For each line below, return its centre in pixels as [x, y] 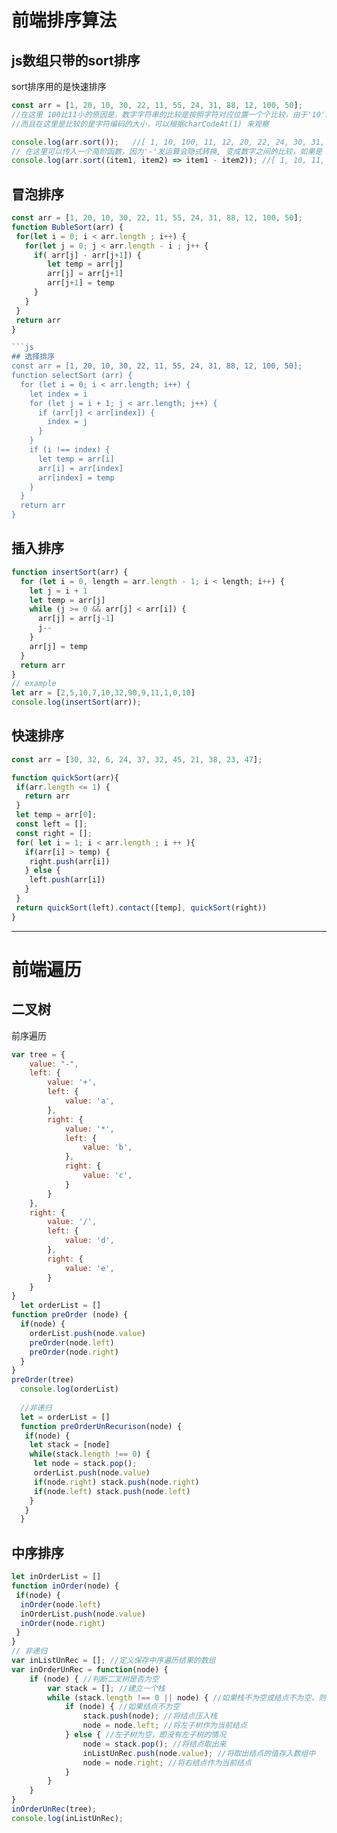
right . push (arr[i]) [70, 861]
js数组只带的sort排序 [76, 60]
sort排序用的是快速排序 [59, 86]
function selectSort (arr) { [72, 376]
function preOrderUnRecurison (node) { [101, 1426]
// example [34, 684]
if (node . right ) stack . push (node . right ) [116, 1482]
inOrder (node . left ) [61, 1604]
